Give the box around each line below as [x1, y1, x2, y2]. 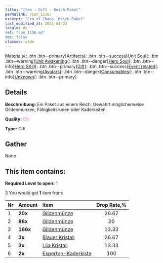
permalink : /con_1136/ [5, 12, 52, 17]
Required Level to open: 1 [5, 181, 58, 187]
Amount [18, 202, 38, 209]
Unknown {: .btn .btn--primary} [14, 74, 77, 79]
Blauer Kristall [42, 234, 75, 241]
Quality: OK [5, 116, 30, 122]
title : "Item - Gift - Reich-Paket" [5, 7, 81, 12]
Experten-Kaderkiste [42, 250, 92, 257]
